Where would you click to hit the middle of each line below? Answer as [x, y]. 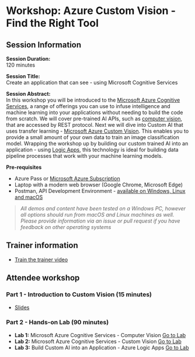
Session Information [44, 45]
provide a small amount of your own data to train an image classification [93, 137]
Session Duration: [28, 59]
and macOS [29, 197]
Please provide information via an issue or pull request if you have [100, 221]
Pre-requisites [24, 167]
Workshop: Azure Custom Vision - [91, 11]
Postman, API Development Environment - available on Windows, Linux [100, 191]
